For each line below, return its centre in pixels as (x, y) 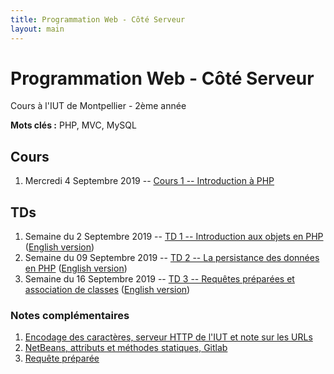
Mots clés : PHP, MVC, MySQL (73, 125)
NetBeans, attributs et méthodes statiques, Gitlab (126, 348)
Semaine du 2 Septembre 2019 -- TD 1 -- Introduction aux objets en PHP (174, 237)
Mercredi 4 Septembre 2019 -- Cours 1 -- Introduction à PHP (149, 181)
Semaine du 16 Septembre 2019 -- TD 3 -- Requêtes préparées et (159, 279)
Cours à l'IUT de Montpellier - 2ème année (98, 106)
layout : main (37, 29)
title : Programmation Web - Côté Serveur (98, 19)
